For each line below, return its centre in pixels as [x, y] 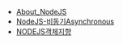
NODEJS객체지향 [44, 31]
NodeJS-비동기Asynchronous [65, 21]
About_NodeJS [41, 12]
